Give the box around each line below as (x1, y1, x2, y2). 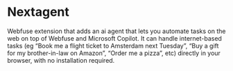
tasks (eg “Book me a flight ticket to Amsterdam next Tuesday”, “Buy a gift (7, 41, 219, 50)
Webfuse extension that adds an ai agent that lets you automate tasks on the (7, 27, 226, 35)
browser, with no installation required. (7, 56, 115, 64)
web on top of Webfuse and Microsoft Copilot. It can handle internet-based (7, 34, 222, 42)
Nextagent (7, 4, 69, 20)
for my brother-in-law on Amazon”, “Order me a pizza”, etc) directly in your (7, 49, 221, 57)
